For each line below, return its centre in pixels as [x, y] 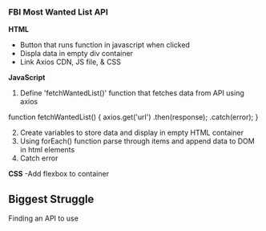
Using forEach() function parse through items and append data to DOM [137, 141]
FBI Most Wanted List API [58, 12]
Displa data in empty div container [77, 54]
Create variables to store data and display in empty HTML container [132, 133]
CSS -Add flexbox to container [59, 174]
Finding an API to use [43, 218]
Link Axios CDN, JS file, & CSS [71, 62]
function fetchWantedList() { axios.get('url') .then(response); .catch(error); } [133, 117]
